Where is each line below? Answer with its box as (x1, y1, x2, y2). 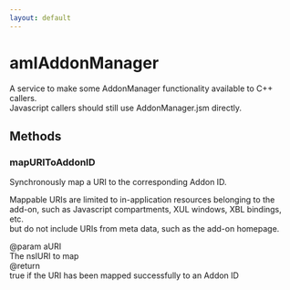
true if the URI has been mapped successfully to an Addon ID (9, 270, 240, 281)
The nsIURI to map (9, 251, 79, 262)
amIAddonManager (9, 52, 160, 73)
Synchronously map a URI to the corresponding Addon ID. (9, 177, 227, 188)
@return (9, 261, 41, 272)
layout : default (9, 13, 71, 23)
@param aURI (9, 241, 62, 252)
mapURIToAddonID (9, 156, 96, 169)
